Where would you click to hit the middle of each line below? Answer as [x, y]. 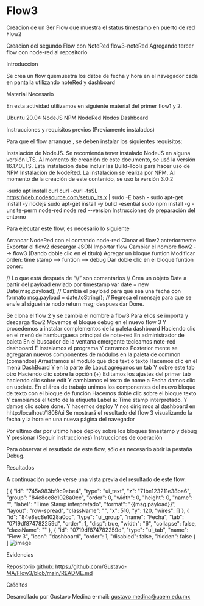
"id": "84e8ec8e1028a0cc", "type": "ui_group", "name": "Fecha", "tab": [95, 517]
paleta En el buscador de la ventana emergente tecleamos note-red [91, 341]
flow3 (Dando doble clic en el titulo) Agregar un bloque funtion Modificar [104, 253]
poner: [15, 266]
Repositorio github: [30, 566]
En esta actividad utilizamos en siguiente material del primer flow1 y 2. [94, 106]
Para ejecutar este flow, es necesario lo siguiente [68, 228]
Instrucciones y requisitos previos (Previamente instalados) [81, 129]
